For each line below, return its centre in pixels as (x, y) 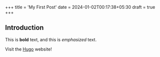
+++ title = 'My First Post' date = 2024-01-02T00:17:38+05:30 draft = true (80, 7)
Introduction (25, 28)
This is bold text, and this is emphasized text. (51, 39)
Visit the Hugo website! (29, 49)
